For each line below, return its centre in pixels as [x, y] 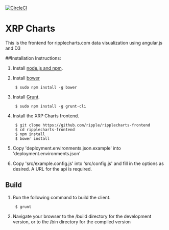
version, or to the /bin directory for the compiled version [72, 222]
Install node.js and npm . [38, 68]
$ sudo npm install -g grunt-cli [51, 106]
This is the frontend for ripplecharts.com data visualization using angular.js [84, 43]
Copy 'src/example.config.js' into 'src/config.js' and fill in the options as [88, 163]
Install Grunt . [26, 97]
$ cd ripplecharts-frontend [45, 130]
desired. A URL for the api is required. [52, 169]
